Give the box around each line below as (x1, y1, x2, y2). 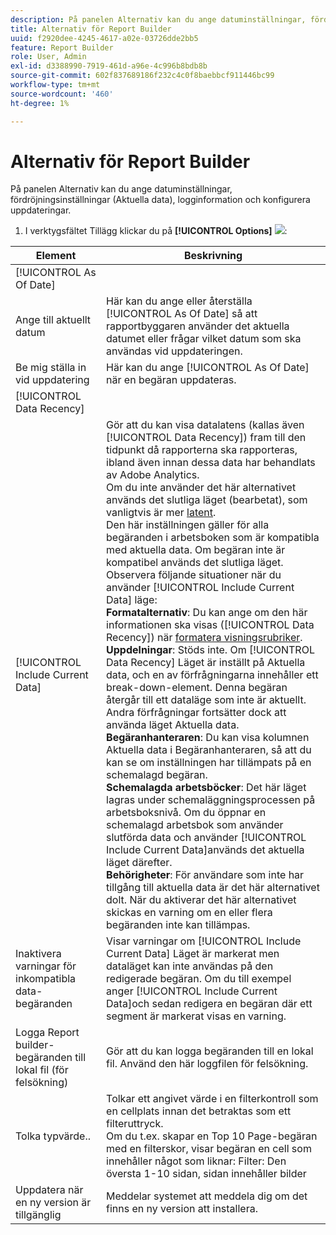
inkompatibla (15, 972, 77, 986)
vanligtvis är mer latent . (106, 506, 217, 520)
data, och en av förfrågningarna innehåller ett (106, 668, 319, 682)
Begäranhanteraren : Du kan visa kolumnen (106, 731, 310, 745)
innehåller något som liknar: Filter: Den (106, 1154, 287, 1168)
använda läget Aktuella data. (106, 718, 240, 732)
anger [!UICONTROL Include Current (106, 984, 278, 998)
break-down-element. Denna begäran (106, 681, 288, 695)
